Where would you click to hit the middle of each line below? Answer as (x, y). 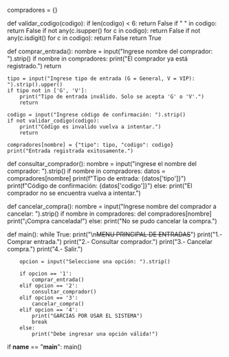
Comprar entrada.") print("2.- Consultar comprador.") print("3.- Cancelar (110, 242)
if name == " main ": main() (45, 347)
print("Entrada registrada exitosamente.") (70, 151)
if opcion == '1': (46, 274)
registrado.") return (34, 66)
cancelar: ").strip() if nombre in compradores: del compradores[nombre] (109, 214)
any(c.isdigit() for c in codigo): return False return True (84, 38)
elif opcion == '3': (49, 298)
